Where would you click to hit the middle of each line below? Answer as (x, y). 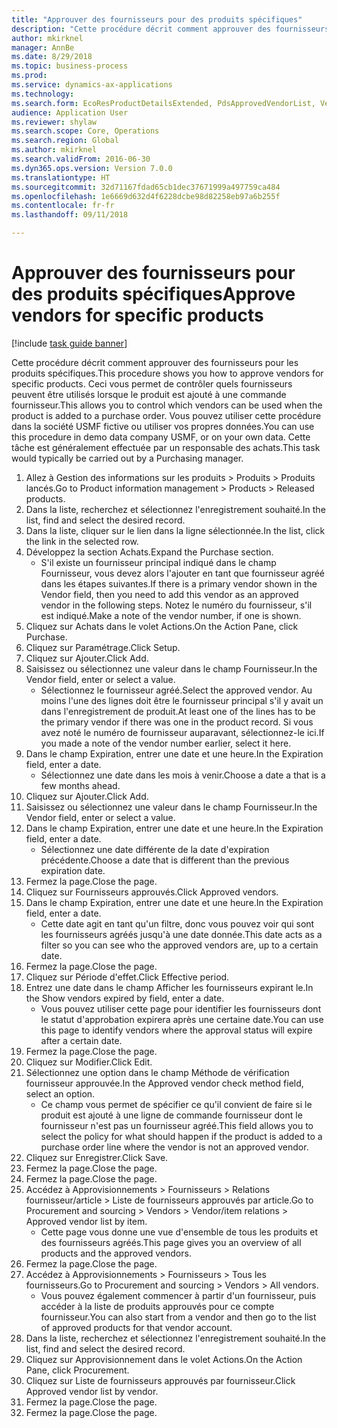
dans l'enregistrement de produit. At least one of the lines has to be (178, 711)
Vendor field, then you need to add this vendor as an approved (169, 594)
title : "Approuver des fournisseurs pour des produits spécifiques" (157, 19)
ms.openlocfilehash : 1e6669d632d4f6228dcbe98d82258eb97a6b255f (146, 196)
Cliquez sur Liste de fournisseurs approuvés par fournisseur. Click (160, 1380)
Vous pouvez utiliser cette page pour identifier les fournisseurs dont (181, 1008)
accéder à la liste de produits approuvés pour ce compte (157, 1306)
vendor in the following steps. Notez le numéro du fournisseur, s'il (176, 605)
